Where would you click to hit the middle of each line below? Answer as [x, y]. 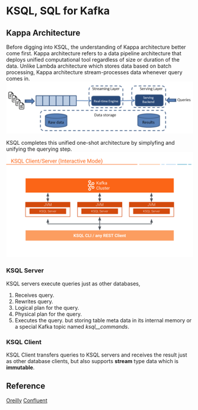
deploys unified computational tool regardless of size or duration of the [93, 60]
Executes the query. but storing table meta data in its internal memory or [103, 320]
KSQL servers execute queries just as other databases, [73, 284]
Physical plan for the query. [48, 314]
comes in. [18, 79]
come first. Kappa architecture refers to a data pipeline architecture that [94, 53]
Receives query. [34, 295]
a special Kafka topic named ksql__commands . [72, 326]
